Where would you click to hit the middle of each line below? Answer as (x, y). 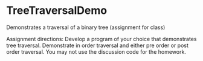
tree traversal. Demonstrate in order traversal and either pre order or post (98, 45)
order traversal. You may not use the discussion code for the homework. (96, 51)
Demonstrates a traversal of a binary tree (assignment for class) (86, 27)
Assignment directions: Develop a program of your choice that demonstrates (101, 39)
